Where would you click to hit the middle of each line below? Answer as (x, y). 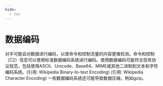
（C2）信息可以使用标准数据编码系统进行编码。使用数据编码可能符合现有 (79, 60)
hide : (10, 9)
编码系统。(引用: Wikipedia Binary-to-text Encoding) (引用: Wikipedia (74, 72)
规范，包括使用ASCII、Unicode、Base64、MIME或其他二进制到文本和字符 (84, 66)
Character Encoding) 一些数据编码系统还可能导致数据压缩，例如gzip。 (76, 78)
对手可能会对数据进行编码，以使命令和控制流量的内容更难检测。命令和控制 (80, 54)
